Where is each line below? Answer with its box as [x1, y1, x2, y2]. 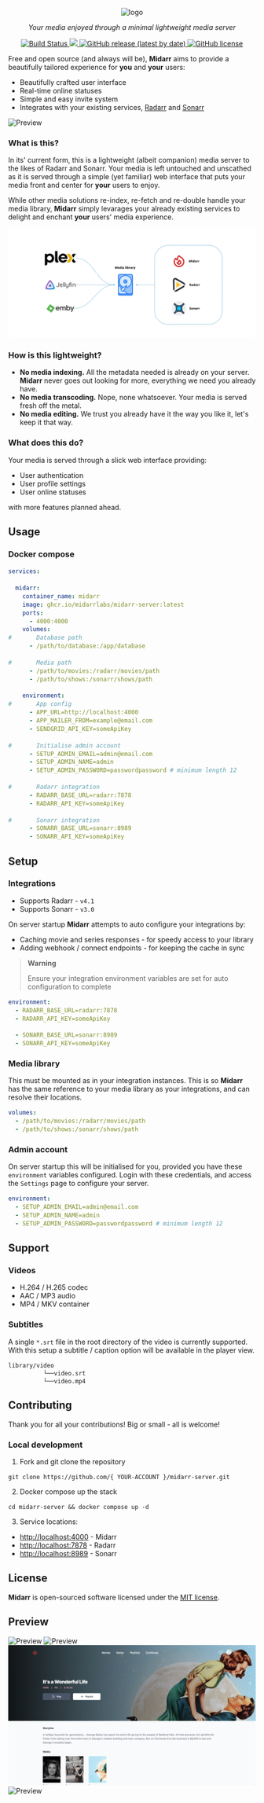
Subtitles [8, 1319, 44, 1330]
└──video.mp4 [42, 1377, 86, 1385]
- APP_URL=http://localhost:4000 [28, 708, 139, 717]
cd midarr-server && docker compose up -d [8, 1503, 149, 1511]
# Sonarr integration [8, 816, 101, 824]
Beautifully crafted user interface [19, 78, 127, 86]
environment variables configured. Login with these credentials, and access [8, 1170, 252, 1180]
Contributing [8, 1399, 72, 1412]
